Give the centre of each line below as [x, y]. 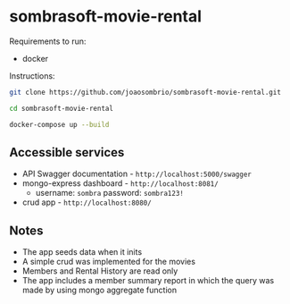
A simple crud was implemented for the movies [109, 262]
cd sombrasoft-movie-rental [62, 108]
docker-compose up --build [59, 124]
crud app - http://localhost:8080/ [87, 202]
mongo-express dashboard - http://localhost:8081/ [120, 183]
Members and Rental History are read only [100, 271]
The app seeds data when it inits [82, 252]
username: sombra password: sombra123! [110, 193]
